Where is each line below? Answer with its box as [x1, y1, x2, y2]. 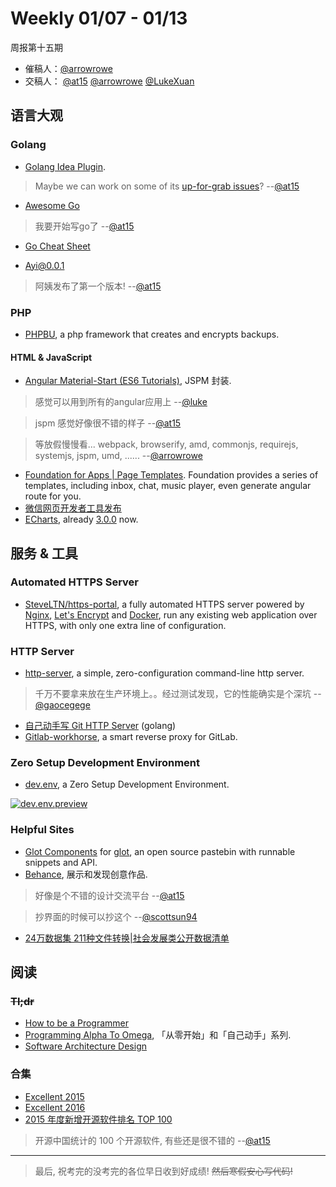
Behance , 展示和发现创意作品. [24, 868, 148, 880]
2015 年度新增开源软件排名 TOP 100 [24, 1113, 173, 1125]
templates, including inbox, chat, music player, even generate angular [24, 480, 312, 492]
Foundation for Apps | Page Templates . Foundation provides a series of [24, 469, 319, 481]
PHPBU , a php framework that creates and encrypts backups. [24, 328, 280, 340]
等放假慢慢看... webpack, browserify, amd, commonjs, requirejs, [34, 438, 299, 451]
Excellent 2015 [24, 1090, 85, 1102]
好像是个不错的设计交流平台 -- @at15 [34, 889, 185, 901]
